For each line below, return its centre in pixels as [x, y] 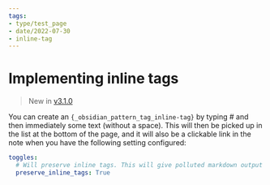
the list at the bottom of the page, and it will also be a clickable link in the [130, 134]
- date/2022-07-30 [39, 31]
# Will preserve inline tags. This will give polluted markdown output [139, 166]
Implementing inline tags [94, 79]
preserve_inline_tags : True [63, 172]
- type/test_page [38, 24]
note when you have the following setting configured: [97, 143]
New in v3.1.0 [50, 101]
